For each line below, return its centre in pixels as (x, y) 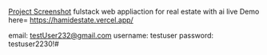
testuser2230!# (34, 44)
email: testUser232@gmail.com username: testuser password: (111, 35)
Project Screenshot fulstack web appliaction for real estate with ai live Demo (134, 12)
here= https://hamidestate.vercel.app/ (71, 20)
